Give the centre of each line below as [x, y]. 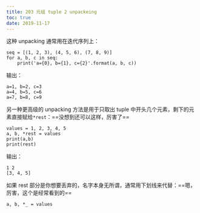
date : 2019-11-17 [28, 23]
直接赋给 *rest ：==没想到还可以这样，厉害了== [70, 117]
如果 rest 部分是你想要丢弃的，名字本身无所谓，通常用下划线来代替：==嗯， [101, 185]
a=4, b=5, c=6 [24, 92]
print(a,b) [20, 139]
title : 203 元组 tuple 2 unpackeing [52, 12]
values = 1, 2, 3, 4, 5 [36, 129]
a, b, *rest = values [34, 134]
